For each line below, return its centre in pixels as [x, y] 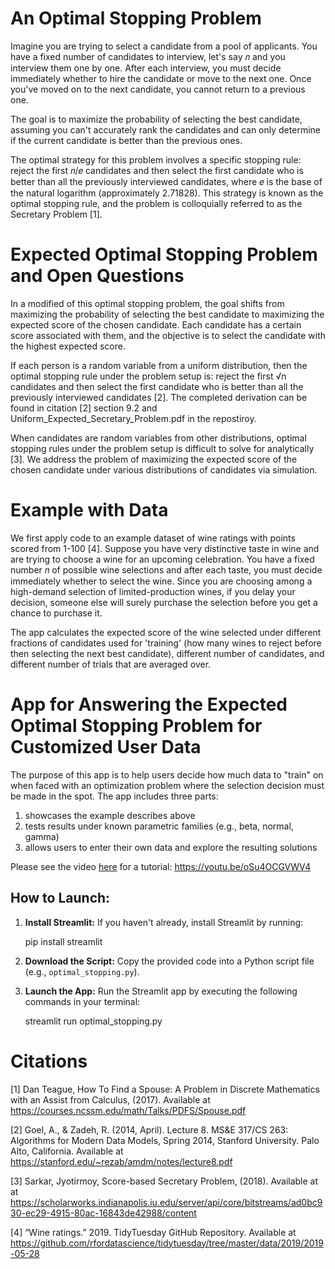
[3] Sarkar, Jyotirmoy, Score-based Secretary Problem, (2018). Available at [164, 1181]
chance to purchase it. [56, 613]
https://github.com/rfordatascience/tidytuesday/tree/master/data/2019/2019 [167, 1243]
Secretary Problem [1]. [56, 214]
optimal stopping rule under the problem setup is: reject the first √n [148, 376]
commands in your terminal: [82, 1001]
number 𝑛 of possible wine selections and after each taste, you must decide [166, 569]
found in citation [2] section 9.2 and [84, 408]
